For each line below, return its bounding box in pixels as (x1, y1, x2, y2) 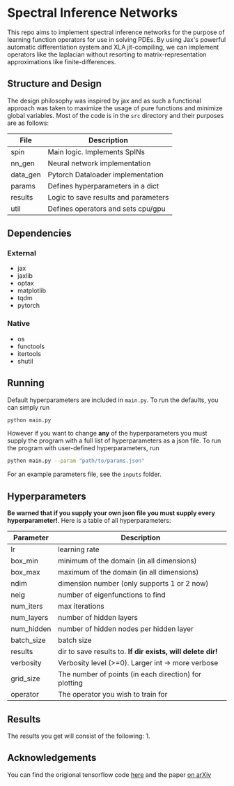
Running (7, 377, 45, 389)
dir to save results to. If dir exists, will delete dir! (58, 647, 218, 657)
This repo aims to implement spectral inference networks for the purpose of (7, 28, 225, 36)
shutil (17, 357, 33, 365)
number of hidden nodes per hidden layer (58, 624, 194, 634)
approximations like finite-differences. (7, 57, 116, 66)
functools (17, 342, 45, 350)
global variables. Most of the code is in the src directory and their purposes (7, 111, 224, 119)
